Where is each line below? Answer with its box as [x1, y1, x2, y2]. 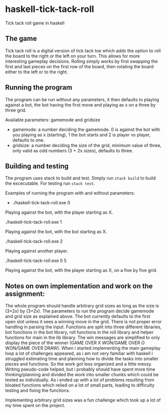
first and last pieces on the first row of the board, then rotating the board [5, 63, 154, 69]
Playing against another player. [5, 248, 69, 254]
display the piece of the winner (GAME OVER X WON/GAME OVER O [5, 340, 145, 346]
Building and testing [5, 162, 69, 170]
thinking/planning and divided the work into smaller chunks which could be [5, 372, 159, 378]
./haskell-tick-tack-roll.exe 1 [5, 219, 62, 225]
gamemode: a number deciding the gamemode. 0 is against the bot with [12, 126, 161, 133]
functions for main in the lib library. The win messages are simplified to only [5, 335, 160, 341]
